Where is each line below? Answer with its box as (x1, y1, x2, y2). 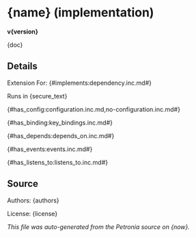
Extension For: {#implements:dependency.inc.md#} (7, 79, 152, 87)
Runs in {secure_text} (7, 92, 68, 100)
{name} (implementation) (7, 5, 154, 21)
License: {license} (7, 209, 58, 217)
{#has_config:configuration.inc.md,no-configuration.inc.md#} (7, 105, 181, 114)
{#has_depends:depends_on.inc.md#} (7, 131, 115, 140)
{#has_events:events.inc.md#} (7, 145, 93, 153)
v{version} (7, 27, 39, 36)
